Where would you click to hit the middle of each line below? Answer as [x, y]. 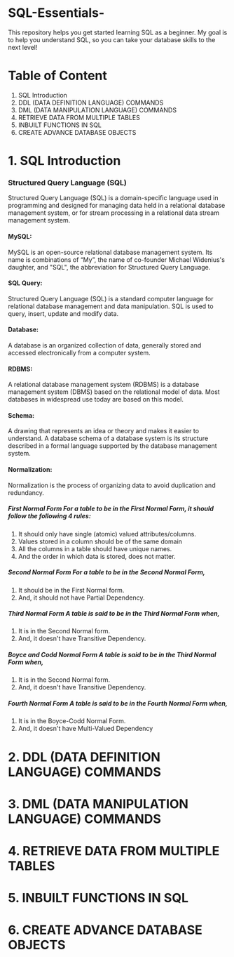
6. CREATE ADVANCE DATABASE [105, 930]
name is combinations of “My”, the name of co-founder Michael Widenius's [116, 259]
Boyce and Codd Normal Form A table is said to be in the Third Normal [112, 655]
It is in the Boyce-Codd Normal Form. [72, 721]
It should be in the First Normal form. [71, 590]
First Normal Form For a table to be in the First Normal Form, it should [111, 509]
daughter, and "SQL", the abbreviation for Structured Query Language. [109, 267]
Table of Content [58, 76]
